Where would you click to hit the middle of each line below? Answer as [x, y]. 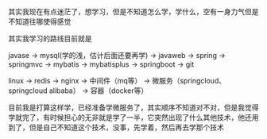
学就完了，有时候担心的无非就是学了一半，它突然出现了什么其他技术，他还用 [133, 117]
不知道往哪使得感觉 [40, 21]
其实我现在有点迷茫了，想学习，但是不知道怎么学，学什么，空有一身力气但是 [133, 12]
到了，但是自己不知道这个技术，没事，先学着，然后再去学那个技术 [116, 127]
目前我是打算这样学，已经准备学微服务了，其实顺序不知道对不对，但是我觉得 [133, 107]
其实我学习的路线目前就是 [50, 39]
